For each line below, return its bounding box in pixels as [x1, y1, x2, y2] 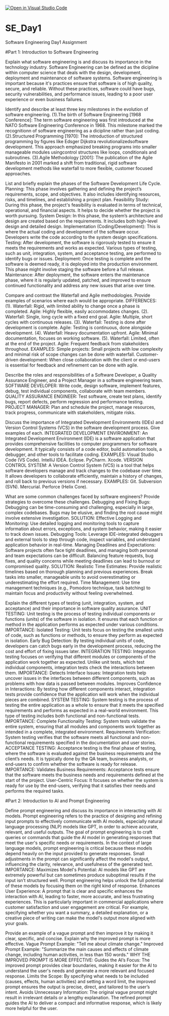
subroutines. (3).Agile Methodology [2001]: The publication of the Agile [5, 154, 153, 160]
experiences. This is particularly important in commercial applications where [5, 899, 163, 905]
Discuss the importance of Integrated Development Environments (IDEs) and [5, 419, 163, 425]
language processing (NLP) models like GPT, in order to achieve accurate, [5, 823, 158, 829]
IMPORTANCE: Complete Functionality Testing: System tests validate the [5, 718, 156, 724]
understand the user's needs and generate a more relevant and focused [5, 967, 154, 974]
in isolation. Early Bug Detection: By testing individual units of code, [5, 637, 145, 643]
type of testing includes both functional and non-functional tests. [5, 713, 140, 719]
